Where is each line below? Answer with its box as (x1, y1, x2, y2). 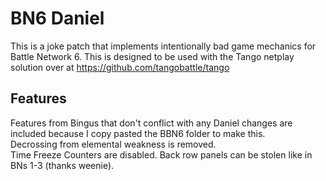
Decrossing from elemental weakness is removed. (10, 138, 217, 150)
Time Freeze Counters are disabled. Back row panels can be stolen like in (10, 148, 313, 161)
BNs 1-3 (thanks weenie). (10, 159, 115, 171)
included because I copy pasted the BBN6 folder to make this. (10, 127, 266, 139)
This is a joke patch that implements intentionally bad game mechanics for (10, 40, 317, 52)
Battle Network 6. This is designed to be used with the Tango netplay (10, 50, 295, 62)
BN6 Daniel (10, 7, 105, 30)
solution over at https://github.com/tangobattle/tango (10, 61, 230, 73)
